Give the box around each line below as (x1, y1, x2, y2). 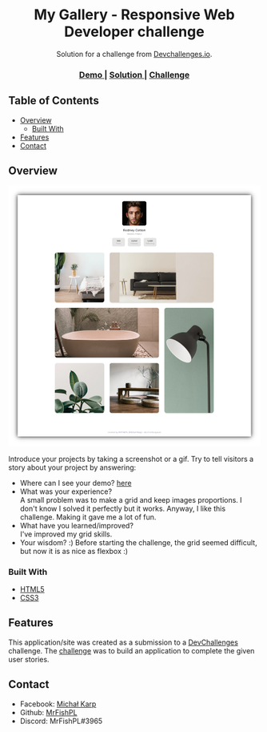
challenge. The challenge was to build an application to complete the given (8, 645, 255, 655)
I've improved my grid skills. (19, 529, 113, 539)
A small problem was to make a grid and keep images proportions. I (19, 495, 242, 504)
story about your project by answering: (8, 463, 137, 472)
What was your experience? (19, 487, 113, 496)
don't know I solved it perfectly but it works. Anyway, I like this (19, 504, 226, 513)
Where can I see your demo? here (19, 478, 132, 487)
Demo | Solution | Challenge (78, 69, 190, 80)
